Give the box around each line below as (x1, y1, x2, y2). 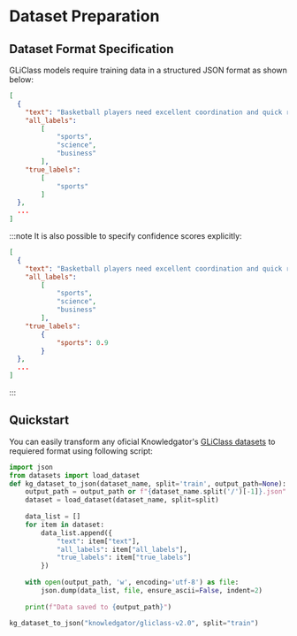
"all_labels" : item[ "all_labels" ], (56, 545, 188, 554)
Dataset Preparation (9, 6, 160, 27)
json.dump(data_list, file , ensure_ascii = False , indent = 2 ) (41, 586, 263, 594)
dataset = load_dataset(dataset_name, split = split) (25, 495, 219, 505)
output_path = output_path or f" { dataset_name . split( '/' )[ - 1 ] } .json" (25, 487, 287, 496)
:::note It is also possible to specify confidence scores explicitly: (9, 231, 242, 241)
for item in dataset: (25, 520, 104, 529)
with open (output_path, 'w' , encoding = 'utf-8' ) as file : (25, 578, 240, 587)
